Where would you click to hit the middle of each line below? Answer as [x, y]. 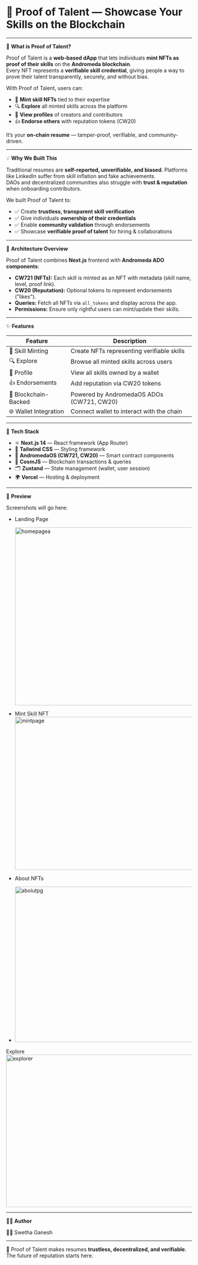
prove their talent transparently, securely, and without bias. [77, 77]
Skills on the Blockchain [66, 24]
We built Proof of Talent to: [39, 200]
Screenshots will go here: [37, 508]
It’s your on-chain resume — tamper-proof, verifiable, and [77, 134]
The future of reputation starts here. [50, 1256]
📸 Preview [19, 496]
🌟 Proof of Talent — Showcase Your [94, 12]
